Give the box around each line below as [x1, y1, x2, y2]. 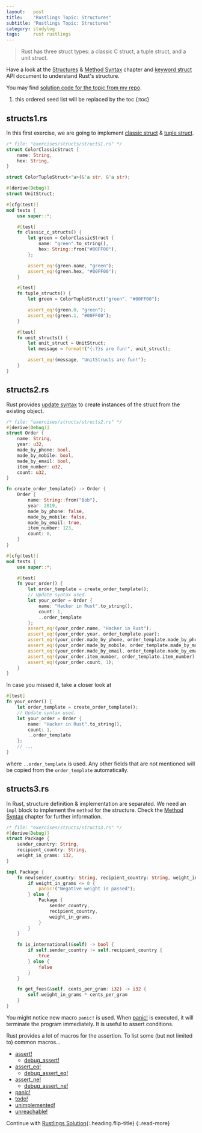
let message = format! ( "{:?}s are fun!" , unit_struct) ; [28, 346, 171, 352]
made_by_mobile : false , [28, 514, 87, 520]
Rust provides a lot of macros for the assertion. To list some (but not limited [6, 1032, 193, 1039]
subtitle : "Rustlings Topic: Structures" [6, 20, 112, 26]
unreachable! [14, 1108, 48, 1115]
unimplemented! [14, 1101, 56, 1108]
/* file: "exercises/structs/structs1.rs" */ [6, 141, 122, 147]
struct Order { [6, 430, 44, 436]
